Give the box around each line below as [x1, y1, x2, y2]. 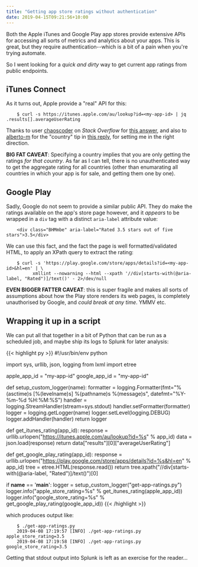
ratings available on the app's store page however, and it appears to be [6, 209, 180, 216]
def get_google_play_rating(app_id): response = [6, 451, 122, 458]
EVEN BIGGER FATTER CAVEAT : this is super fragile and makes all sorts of [6, 286, 188, 293]
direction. [6, 140, 30, 147]
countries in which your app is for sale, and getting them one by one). [6, 170, 176, 177]
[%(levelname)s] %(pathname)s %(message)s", [33, 390, 150, 397]
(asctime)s [6, 390, 33, 397]
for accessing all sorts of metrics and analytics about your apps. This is [6, 37, 180, 44]
